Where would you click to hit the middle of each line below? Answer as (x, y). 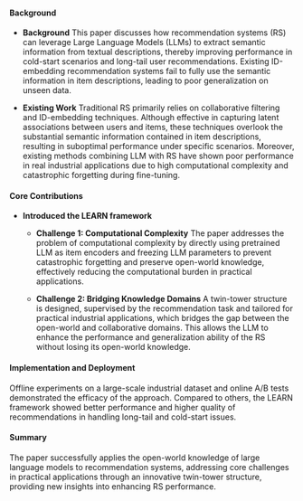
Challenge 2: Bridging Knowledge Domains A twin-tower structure (161, 299)
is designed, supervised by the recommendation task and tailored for (165, 308)
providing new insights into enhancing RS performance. (113, 486)
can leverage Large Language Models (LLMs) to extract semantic (144, 43)
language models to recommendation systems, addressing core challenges (149, 467)
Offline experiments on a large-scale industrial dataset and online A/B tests (149, 388)
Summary (28, 438)
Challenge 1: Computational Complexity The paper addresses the (160, 233)
